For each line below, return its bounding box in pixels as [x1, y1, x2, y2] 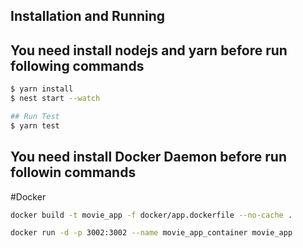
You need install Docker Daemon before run [10, 149, 288, 166]
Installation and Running [10, 8, 166, 25]
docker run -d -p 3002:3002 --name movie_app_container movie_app [10, 228, 293, 238]
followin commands [10, 164, 137, 181]
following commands [10, 57, 145, 74]
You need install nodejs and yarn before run [10, 42, 288, 59]
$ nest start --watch [10, 94, 101, 104]
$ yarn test [10, 120, 60, 131]
